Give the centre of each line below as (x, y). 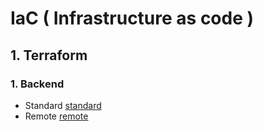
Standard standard (63, 105)
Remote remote (56, 116)
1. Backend (37, 84)
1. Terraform (49, 55)
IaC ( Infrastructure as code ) (132, 18)
